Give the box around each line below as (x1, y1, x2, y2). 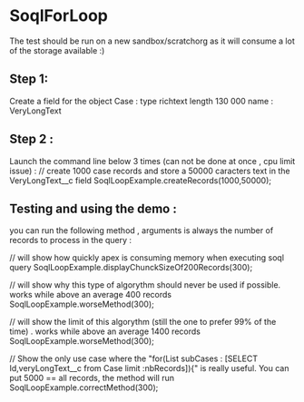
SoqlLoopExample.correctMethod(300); (9, 382, 159, 393)
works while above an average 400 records (9, 289, 172, 300)
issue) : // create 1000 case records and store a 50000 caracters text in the (9, 165, 290, 176)
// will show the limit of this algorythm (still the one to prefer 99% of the (9, 317, 277, 328)
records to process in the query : (9, 235, 132, 246)
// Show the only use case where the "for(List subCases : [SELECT (9, 353, 259, 364)
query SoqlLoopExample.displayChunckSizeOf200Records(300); (9, 262, 253, 273)
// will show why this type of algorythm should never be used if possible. (9, 279, 281, 290)
